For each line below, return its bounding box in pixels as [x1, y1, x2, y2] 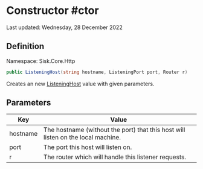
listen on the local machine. [43, 133, 121, 142]
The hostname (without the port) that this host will [43, 125, 185, 134]
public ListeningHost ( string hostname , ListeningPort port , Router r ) [6, 69, 188, 75]
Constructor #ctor [6, 4, 99, 18]
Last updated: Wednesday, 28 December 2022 [6, 24, 123, 31]
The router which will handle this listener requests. [43, 153, 186, 161]
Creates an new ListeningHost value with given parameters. [6, 80, 155, 87]
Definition [6, 41, 44, 51]
